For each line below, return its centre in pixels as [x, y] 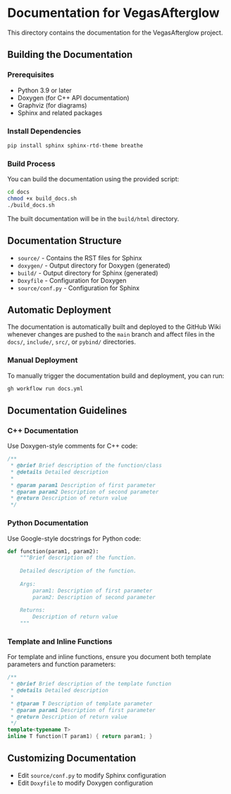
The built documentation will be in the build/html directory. [93, 218]
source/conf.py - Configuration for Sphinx [78, 288]
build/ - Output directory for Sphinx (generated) [88, 272]
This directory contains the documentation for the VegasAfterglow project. [115, 32]
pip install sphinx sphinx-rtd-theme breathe [75, 145]
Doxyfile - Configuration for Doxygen [72, 280]
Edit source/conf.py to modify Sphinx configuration [92, 775]
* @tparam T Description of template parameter [81, 704]
